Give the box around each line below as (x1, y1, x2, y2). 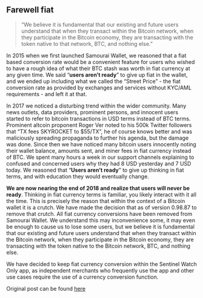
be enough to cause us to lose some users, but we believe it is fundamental (6, 223, 195, 230)
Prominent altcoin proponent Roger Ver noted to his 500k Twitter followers (6, 121, 192, 129)
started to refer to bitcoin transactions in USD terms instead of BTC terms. (6, 115, 191, 122)
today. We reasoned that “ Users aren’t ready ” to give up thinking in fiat (6, 166, 184, 173)
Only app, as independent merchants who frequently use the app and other (6, 267, 195, 274)
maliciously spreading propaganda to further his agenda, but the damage (6, 134, 189, 141)
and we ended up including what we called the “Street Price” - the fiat (6, 77, 181, 85)
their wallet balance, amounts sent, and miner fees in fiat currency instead (6, 147, 191, 154)
